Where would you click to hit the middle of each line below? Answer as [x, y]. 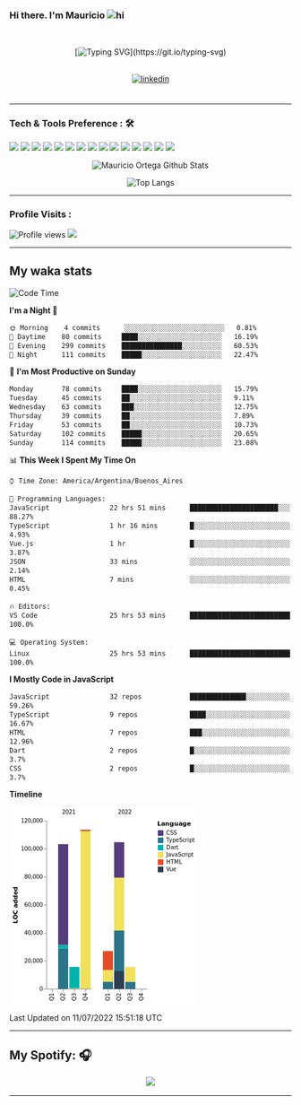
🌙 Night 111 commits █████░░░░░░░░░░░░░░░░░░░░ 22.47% [133, 354]
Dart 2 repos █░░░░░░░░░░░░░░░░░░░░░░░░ [150, 750]
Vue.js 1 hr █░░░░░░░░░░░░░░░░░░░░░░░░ [150, 544]
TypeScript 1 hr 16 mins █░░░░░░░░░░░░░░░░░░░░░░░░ [150, 526]
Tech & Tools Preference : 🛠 [72, 124]
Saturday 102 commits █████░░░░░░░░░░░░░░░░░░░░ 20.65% [133, 434]
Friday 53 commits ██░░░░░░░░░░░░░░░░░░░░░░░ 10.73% [133, 425]
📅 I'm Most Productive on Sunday [73, 371]
